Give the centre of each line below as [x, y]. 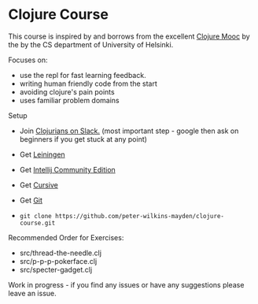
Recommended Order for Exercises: [66, 237]
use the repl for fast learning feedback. [83, 75]
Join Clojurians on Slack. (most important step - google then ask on [129, 131]
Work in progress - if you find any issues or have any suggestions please [126, 284]
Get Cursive [39, 185]
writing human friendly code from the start [88, 83]
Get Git [31, 200]
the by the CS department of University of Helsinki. [91, 44]
